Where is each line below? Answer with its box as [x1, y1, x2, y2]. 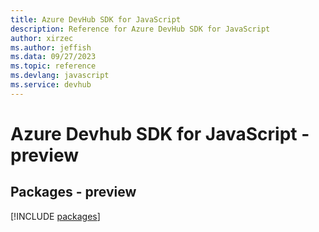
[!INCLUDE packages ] [10, 210, 101, 222]
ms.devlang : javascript [10, 71, 110, 81]
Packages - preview [10, 184, 137, 201]
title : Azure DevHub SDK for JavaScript [10, 14, 182, 25]
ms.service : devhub [10, 80, 92, 90]
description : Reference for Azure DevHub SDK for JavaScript [10, 24, 271, 34]
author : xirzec [10, 33, 74, 43]
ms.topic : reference [10, 61, 97, 71]
